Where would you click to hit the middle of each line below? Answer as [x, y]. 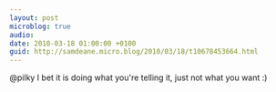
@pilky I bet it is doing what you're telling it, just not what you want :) [138, 77]
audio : [22, 35]
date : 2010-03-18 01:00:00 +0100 [73, 43]
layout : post [34, 18]
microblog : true [40, 26]
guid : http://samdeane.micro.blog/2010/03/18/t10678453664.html [134, 52]
